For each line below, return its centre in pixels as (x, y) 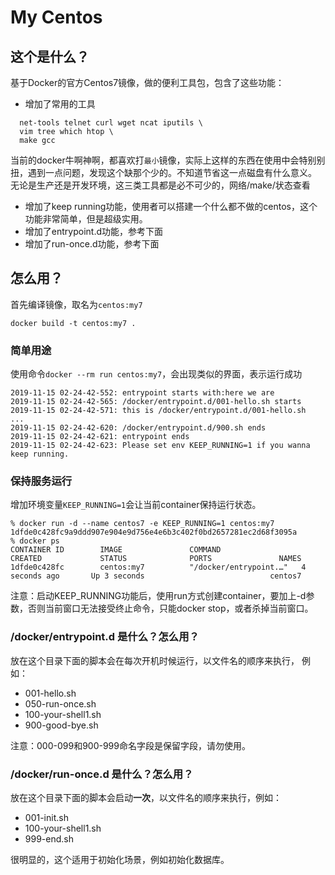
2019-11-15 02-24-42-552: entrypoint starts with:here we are (142, 393)
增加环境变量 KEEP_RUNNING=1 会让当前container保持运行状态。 (136, 505)
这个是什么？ (50, 56)
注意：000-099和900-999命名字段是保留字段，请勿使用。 (130, 745)
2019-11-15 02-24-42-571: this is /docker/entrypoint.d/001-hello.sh (158, 411)
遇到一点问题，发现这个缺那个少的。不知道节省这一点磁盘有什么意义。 (172, 172)
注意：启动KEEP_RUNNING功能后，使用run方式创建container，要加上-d (158, 596)
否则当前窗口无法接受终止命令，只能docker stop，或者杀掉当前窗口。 (170, 608)
